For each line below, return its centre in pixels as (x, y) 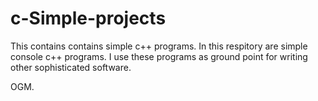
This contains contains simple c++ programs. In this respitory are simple (159, 46)
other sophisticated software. (71, 67)
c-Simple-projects (88, 18)
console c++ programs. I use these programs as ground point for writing (159, 56)
